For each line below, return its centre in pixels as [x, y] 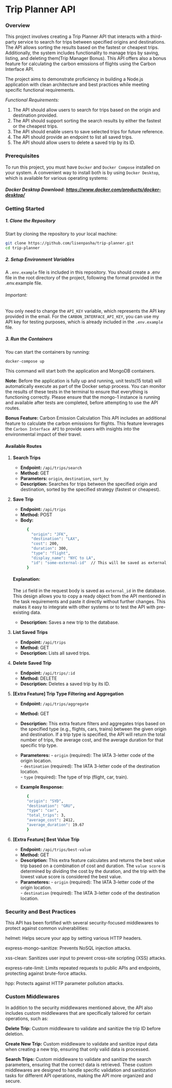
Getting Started [25, 209]
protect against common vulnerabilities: [47, 928]
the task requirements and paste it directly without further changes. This [89, 601]
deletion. [15, 1034]
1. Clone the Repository [30, 221]
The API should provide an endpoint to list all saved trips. [73, 137]
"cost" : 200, [45, 544]
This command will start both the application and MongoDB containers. [80, 371]
